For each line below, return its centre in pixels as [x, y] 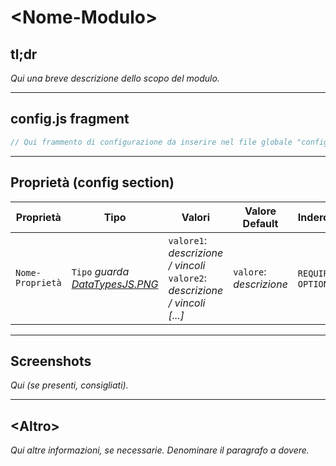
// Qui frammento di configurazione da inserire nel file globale [151, 142]
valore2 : [188, 278]
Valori [196, 217]
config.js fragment [70, 119]
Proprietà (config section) [92, 182]
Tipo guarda [100, 271]
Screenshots [51, 361]
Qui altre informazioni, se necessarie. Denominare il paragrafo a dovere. [160, 450]
